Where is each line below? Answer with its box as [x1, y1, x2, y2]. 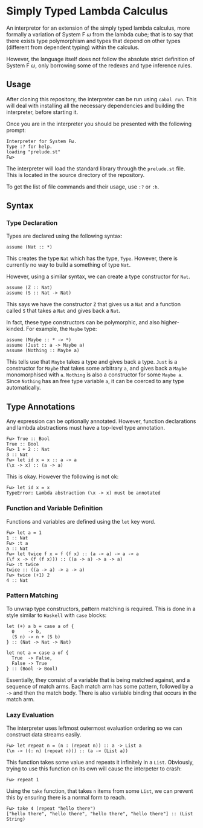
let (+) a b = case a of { [6, 623, 74, 629]
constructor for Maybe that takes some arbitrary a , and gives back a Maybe [6, 365, 187, 372]
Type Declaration [6, 219, 58, 227]
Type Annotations [6, 401, 76, 412]
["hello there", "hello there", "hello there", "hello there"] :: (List [6, 811, 193, 817]
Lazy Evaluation [6, 710, 54, 719]
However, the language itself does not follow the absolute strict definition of [6, 55, 195, 62]
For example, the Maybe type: [26, 326, 97, 333]
